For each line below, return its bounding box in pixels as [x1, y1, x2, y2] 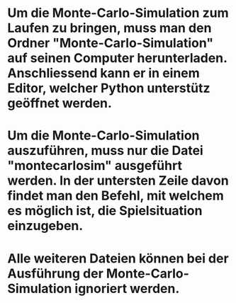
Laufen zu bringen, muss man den [7, 20, 212, 36]
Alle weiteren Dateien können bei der [7, 250, 229, 266]
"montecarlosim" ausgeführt [7, 158, 183, 174]
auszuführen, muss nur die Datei [7, 143, 203, 159]
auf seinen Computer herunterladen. [7, 50, 227, 67]
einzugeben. [7, 218, 84, 234]
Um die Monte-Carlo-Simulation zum [7, 5, 229, 21]
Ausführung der [7, 265, 104, 281]
